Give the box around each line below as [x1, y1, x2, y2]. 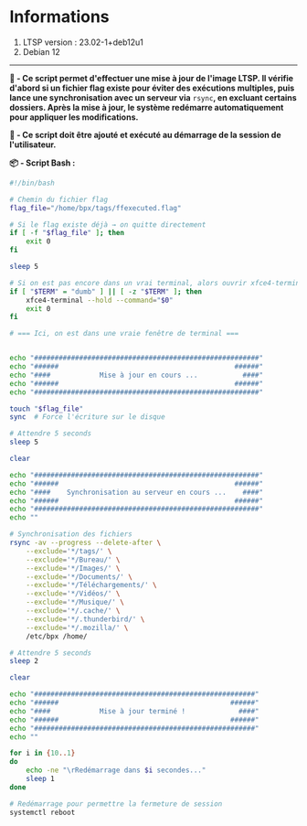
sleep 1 [26, 775, 55, 784]
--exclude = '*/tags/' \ [26, 546, 112, 555]
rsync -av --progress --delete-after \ [9, 538, 162, 548]
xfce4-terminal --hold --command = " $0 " [26, 295, 174, 305]
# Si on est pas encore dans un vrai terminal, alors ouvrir [9, 278, 248, 287]
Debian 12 [22, 46, 61, 57]
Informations [9, 6, 110, 27]
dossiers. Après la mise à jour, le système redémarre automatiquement [9, 102, 284, 113]
